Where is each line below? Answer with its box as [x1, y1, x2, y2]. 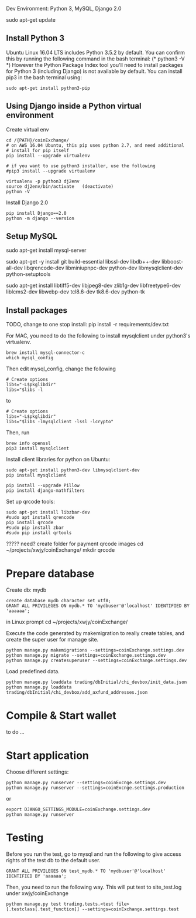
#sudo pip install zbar [6, 525, 64, 531]
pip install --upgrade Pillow [6, 482, 80, 489]
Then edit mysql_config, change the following [6, 365, 116, 372]
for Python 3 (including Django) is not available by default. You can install [6, 67, 183, 75]
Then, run [6, 429, 30, 436]
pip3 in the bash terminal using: [6, 73, 82, 81]
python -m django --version [6, 215, 75, 221]
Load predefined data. [6, 668, 60, 675]
